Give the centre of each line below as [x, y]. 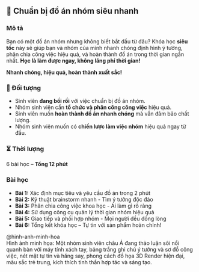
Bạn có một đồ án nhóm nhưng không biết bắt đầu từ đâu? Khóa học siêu [97, 41]
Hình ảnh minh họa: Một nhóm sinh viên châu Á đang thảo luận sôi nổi [93, 243]
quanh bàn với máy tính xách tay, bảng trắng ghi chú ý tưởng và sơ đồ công [100, 249]
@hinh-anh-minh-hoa [33, 236]
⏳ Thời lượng [25, 149]
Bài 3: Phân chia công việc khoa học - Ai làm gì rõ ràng [83, 206]
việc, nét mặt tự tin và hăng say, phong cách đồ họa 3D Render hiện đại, [96, 256]
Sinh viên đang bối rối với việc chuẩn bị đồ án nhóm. [80, 100]
